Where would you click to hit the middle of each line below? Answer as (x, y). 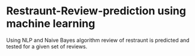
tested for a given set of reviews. (47, 46)
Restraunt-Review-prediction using (96, 11)
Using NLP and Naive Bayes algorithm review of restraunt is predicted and (98, 40)
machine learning (51, 24)
